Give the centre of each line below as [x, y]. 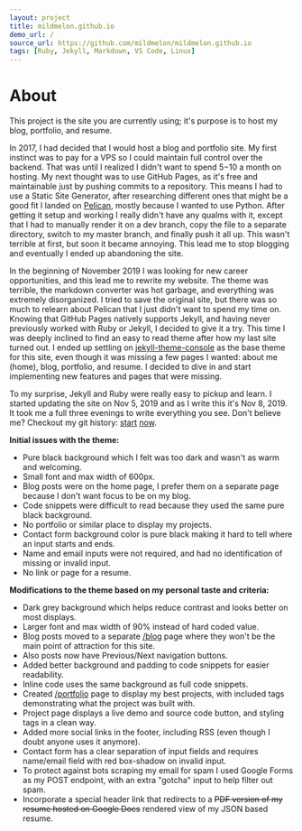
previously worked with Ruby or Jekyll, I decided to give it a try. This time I [147, 328]
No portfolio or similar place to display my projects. [117, 525]
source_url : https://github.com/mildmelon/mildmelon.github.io [131, 43]
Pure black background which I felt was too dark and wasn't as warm [151, 457]
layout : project [40, 18]
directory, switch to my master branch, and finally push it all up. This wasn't [150, 235]
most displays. [49, 617]
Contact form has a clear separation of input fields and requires [140, 752]
